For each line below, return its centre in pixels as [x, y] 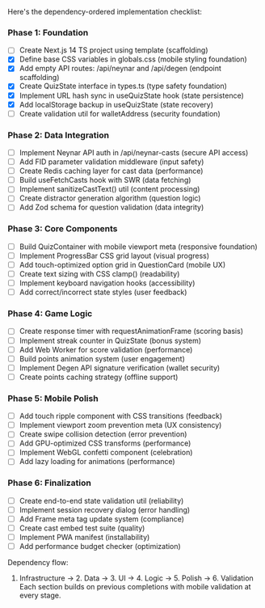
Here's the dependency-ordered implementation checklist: [105, 12]
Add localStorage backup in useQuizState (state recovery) [116, 104]
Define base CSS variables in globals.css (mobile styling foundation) [133, 59]
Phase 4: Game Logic [50, 314]
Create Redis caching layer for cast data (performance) [111, 171]
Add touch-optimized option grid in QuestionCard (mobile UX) [122, 264]
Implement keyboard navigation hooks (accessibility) [107, 283]
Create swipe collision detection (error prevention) [103, 434]
